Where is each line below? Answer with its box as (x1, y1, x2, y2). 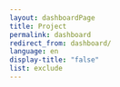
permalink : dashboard (9, 30, 92, 39)
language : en (9, 47, 59, 56)
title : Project (9, 22, 67, 31)
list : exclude (9, 64, 64, 73)
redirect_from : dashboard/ (9, 38, 112, 48)
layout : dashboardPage (9, 13, 95, 23)
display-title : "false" (9, 55, 100, 64)
